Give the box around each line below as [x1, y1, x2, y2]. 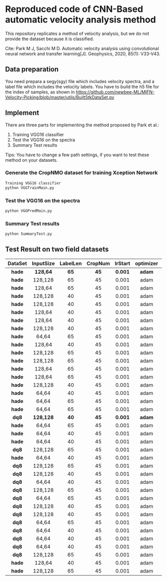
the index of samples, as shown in [5, 89, 75, 95]
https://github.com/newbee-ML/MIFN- [76, 89, 155, 95]
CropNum [86, 260, 110, 267]
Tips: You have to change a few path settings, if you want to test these [5, 152, 150, 158]
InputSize [31, 260, 55, 267]
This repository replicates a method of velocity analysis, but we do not [5, 30, 149, 36]
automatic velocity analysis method [5, 14, 156, 25]
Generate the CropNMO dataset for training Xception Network [5, 169, 158, 176]
